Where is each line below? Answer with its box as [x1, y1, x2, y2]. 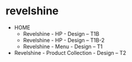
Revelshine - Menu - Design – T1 [23, 43, 103, 50]
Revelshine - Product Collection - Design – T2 [14, 49, 127, 56]
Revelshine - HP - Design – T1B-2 [23, 36, 105, 44]
